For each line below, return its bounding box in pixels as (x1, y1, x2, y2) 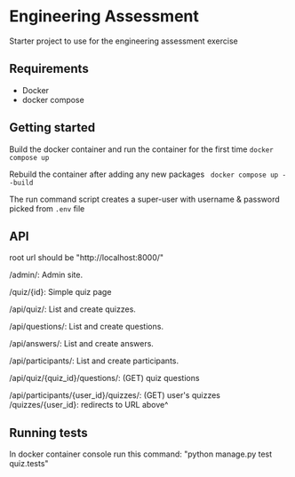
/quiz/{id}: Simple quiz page (9, 287, 112, 298)
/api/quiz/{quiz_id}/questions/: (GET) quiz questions (9, 373, 200, 384)
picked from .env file (9, 203, 85, 214)
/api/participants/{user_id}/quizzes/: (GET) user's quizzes (9, 390, 220, 401)
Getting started (9, 120, 96, 135)
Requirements (9, 61, 89, 76)
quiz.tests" (9, 458, 49, 469)
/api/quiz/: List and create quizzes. (9, 304, 136, 314)
